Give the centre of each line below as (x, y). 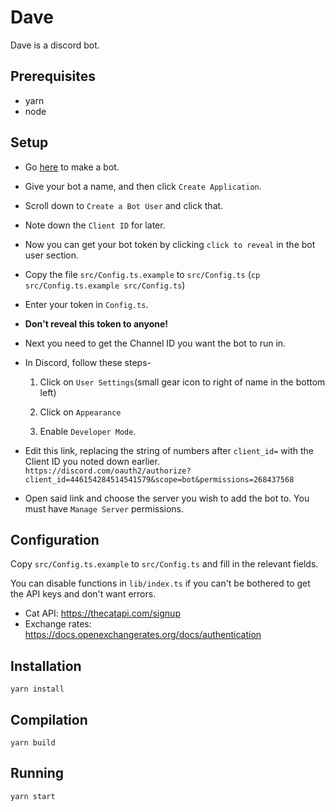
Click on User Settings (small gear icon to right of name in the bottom (182, 382)
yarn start (33, 796)
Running (37, 773)
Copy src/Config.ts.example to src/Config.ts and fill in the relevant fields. (164, 564)
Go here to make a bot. (72, 167)
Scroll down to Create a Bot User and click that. (124, 205)
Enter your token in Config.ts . (86, 304)
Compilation (49, 719)
